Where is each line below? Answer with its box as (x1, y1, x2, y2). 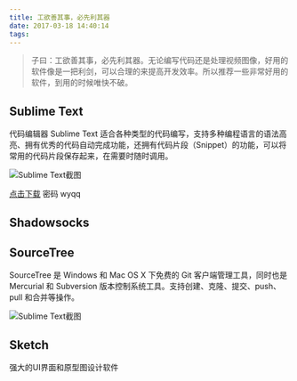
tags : (9, 29, 29, 38)
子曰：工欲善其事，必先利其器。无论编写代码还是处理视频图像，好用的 (30, 55, 289, 66)
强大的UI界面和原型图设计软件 (9, 362, 119, 373)
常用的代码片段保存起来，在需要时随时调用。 (9, 150, 173, 161)
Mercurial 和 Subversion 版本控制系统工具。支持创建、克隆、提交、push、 (9, 281, 282, 292)
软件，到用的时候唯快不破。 (30, 77, 133, 88)
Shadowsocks (9, 215, 90, 230)
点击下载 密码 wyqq (9, 189, 82, 199)
